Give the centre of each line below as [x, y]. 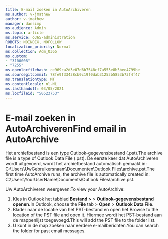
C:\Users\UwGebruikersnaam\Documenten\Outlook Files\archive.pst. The [80, 169]
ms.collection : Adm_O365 [31, 51]
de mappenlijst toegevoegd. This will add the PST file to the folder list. [84, 220]
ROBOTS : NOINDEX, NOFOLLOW [33, 42]
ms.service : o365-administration [40, 38]
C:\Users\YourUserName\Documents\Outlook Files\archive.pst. [70, 180]
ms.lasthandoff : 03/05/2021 [35, 89]
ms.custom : [17, 56]
